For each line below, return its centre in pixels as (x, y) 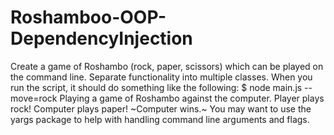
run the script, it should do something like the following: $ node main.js (156, 87)
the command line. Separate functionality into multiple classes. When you (161, 77)
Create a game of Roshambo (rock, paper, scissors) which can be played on (167, 66)
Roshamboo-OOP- (88, 17)
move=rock (34, 98)
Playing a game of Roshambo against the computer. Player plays (192, 98)
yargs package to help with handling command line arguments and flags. (160, 119)
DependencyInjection (101, 38)
